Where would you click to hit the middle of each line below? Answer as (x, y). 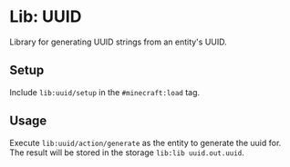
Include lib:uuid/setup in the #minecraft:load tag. (105, 92)
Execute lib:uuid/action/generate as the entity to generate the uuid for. (145, 142)
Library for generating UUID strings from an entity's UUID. (119, 42)
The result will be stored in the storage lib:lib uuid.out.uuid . (127, 152)
